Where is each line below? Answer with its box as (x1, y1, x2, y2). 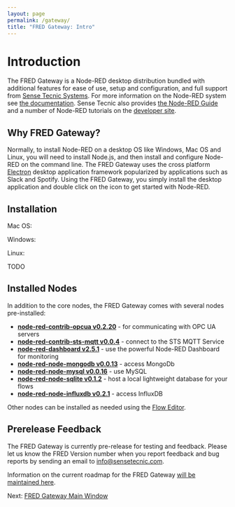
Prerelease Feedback (7, 424, 101, 435)
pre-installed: (7, 309, 46, 317)
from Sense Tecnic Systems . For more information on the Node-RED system (7, 92, 227, 100)
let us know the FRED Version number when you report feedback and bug (7, 449, 220, 458)
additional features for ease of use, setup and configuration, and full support (7, 84, 228, 93)
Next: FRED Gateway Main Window (7, 492, 108, 500)
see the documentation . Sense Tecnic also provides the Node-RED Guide (7, 99, 218, 107)
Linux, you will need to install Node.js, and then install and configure (7, 153, 204, 161)
